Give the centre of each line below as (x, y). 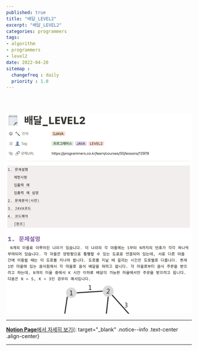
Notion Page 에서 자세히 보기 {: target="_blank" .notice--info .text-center (92, 330)
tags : (13, 38)
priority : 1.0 (30, 81)
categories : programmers (37, 31)
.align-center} (23, 336)
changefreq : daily (35, 75)
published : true (26, 12)
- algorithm (21, 44)
